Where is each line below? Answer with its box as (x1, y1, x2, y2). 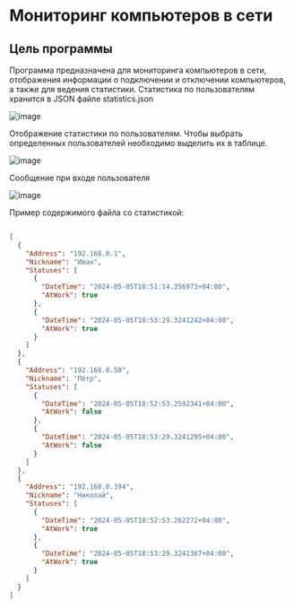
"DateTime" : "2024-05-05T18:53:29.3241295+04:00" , (41, 432, 235, 441)
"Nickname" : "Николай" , (25, 491, 115, 500)
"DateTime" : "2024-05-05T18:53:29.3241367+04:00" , (41, 549, 235, 559)
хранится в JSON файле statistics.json (9, 93, 154, 104)
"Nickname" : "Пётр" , (25, 374, 102, 383)
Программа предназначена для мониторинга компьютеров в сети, (9, 65, 267, 75)
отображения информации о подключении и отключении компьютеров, (9, 74, 287, 85)
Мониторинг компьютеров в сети (9, 5, 273, 26)
